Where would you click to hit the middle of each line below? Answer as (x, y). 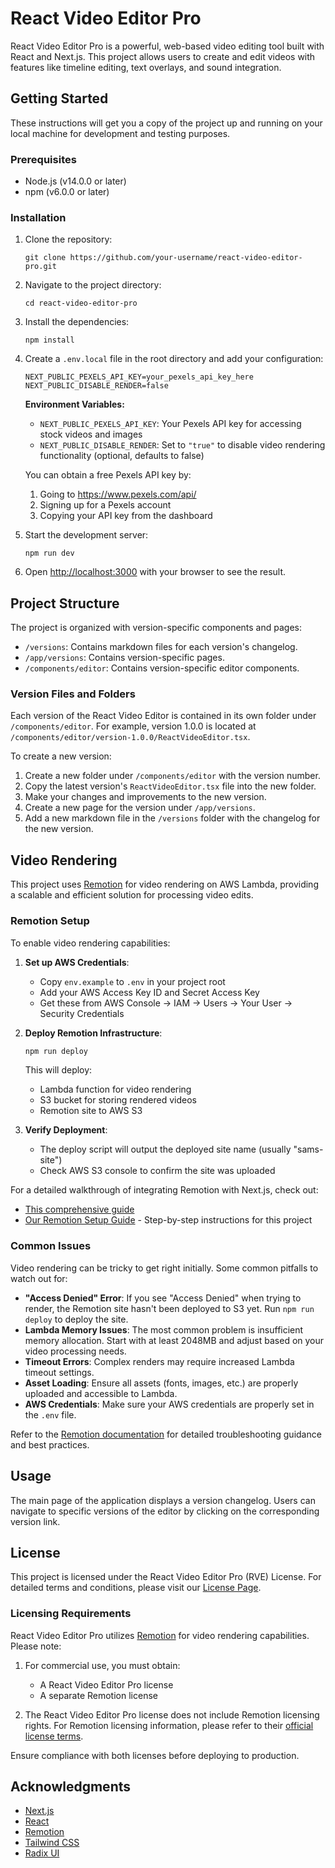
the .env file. (50, 1414)
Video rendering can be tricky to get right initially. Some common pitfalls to (164, 1268)
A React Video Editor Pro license (106, 1684)
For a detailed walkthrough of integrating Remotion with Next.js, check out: (164, 1190)
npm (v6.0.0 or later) (67, 192)
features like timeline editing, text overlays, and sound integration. (146, 67)
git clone (45, 258)
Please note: (36, 1646)
